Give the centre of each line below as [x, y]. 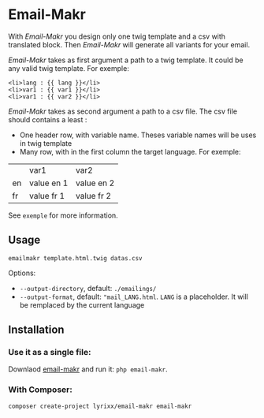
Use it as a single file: [50, 353]
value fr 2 [94, 196]
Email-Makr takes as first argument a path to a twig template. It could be [126, 60]
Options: [22, 273]
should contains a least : [48, 119]
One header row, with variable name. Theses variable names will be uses [138, 135]
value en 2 [95, 183]
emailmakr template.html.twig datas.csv [76, 258]
